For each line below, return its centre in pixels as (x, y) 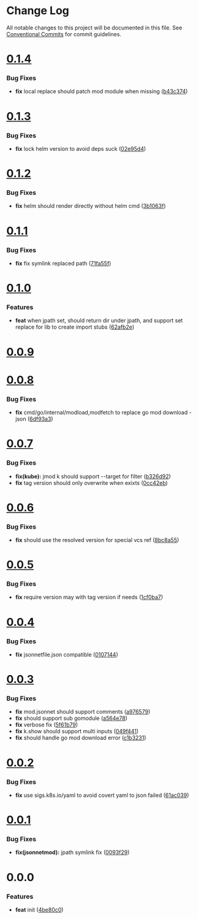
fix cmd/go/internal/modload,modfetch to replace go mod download (101, 413)
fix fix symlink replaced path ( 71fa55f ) (63, 263)
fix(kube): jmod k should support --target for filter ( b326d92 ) (93, 476)
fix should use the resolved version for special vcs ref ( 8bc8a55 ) (97, 540)
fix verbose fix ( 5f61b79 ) (47, 725)
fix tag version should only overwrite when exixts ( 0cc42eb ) (91, 482)
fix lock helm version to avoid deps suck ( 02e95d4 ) (80, 148)
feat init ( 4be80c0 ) (39, 909)
